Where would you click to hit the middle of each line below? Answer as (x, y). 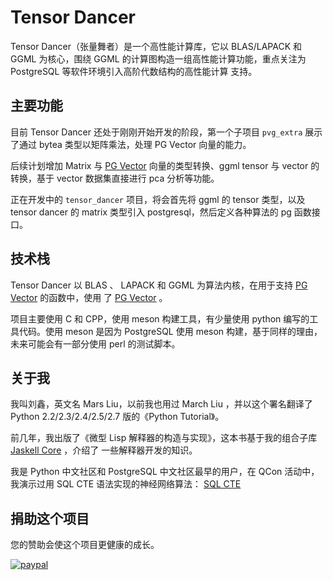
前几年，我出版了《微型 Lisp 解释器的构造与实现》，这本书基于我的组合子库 (164, 438)
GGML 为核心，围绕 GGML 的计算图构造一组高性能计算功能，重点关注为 (158, 58)
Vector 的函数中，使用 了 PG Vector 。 (89, 297)
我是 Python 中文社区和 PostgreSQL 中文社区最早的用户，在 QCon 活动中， (165, 472)
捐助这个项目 (50, 518)
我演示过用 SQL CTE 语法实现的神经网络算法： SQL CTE (126, 484)
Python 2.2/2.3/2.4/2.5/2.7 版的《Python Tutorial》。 (117, 417)
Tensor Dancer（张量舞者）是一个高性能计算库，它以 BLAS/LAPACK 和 (156, 46)
